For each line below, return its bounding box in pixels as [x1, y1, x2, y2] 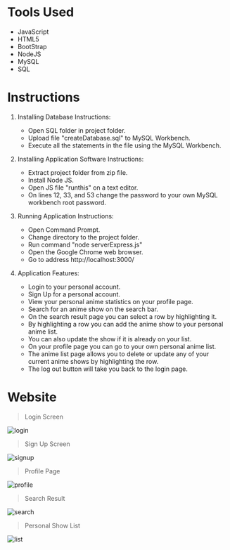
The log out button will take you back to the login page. [27, 365, 188, 373]
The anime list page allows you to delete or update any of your [27, 349, 210, 358]
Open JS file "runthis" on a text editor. [27, 183, 139, 192]
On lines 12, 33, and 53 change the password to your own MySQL [27, 190, 218, 199]
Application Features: [17, 268, 79, 277]
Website [7, 389, 57, 405]
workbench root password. [27, 198, 107, 207]
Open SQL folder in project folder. [27, 126, 126, 134]
